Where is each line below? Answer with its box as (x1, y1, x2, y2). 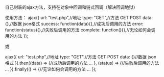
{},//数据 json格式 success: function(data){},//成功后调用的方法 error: (5, 21, 143, 26)
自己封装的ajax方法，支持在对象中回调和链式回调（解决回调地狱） (5, 4, 138, 10)
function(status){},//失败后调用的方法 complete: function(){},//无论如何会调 (5, 27, 156, 33)
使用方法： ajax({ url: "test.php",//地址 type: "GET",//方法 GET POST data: (5, 15, 153, 21)
